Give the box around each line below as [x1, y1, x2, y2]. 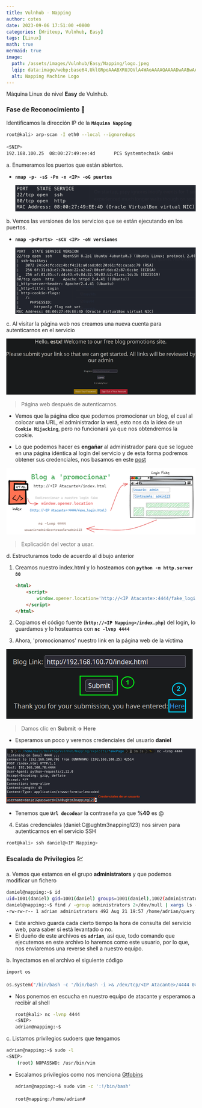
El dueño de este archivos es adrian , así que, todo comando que [14, 932, 176, 939]
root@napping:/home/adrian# [14, 1096, 85, 1102]
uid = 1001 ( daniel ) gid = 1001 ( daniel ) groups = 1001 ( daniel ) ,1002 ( [6, 896, 165, 902]
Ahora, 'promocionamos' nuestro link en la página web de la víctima [14, 637, 183, 644]
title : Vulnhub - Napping [6, 10, 71, 16]
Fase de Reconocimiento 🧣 [6, 105, 85, 114]
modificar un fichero [6, 877, 57, 884]
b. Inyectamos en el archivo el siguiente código [6, 956, 123, 964]
